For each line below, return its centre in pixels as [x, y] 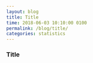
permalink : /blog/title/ [37, 28]
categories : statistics [36, 34]
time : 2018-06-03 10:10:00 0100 [46, 23]
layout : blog [22, 12]
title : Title [22, 17]
